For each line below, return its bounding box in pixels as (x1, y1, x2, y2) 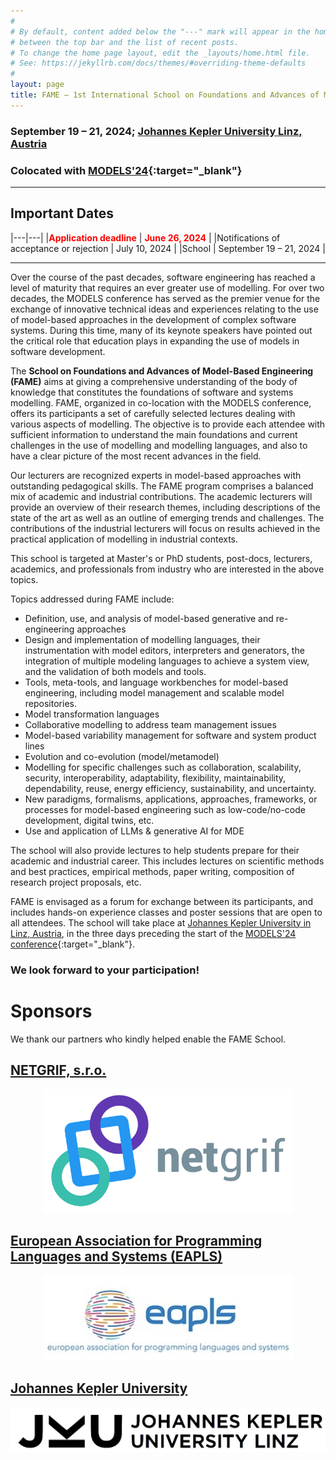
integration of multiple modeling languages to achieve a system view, (24, 655, 310, 667)
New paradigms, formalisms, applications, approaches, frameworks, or (24, 793, 318, 805)
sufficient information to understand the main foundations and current (10, 428, 298, 440)
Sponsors (10, 1000, 93, 1022)
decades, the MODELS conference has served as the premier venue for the (10, 292, 321, 304)
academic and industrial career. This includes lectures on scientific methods (10, 855, 325, 867)
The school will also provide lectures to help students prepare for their (10, 844, 300, 856)
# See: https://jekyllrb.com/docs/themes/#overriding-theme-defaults (10, 58, 307, 69)
